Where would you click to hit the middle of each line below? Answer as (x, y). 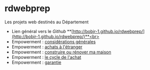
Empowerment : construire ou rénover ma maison (61, 52)
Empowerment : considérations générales (54, 41)
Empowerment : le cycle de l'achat (46, 57)
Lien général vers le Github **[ (42, 31)
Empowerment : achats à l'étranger (47, 47)
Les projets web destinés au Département (47, 22)
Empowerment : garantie (36, 62)
